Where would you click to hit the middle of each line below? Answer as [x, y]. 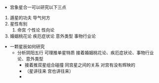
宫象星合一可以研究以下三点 [38, 7]
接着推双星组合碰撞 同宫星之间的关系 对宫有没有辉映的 [80, 65]
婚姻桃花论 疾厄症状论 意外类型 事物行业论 [53, 36]
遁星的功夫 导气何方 [30, 18]
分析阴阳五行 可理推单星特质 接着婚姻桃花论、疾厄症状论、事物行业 [85, 53]
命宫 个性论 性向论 [36, 30]
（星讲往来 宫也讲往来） [49, 71]
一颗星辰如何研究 [27, 46]
